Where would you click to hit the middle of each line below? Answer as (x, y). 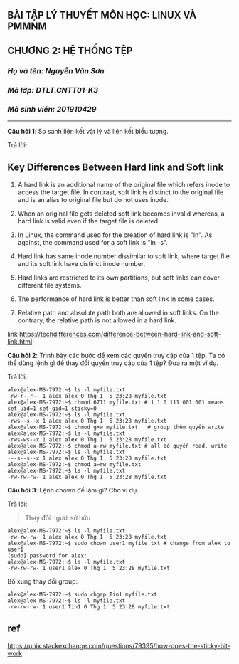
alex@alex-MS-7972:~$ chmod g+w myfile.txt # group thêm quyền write (116, 427)
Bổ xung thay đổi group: (43, 581)
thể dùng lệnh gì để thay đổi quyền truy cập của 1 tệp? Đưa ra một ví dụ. (113, 363)
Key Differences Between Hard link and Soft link (116, 168)
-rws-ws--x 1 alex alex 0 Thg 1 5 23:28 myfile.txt (87, 439)
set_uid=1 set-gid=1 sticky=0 (52, 409)
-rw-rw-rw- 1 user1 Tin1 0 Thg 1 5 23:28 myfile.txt (89, 607)
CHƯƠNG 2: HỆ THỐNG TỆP (70, 50)
